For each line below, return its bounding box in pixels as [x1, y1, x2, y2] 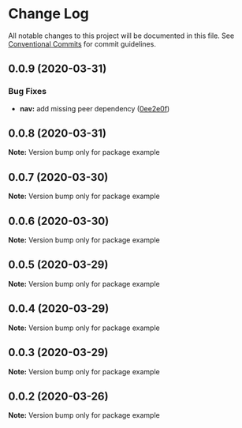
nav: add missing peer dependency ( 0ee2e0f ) [19, 103, 170, 113]
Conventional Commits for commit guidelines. [8, 39, 156, 48]
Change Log [8, 5, 89, 23]
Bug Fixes [8, 86, 47, 97]
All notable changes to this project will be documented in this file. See [8, 31, 235, 40]
